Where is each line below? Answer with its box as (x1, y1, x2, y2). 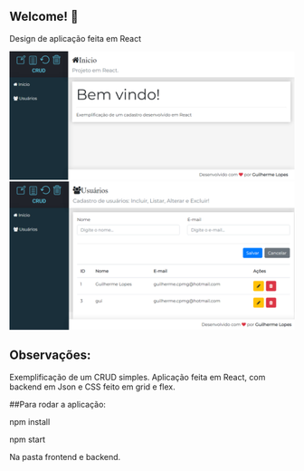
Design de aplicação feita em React (9, 33, 142, 43)
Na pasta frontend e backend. (9, 451, 121, 462)
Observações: (9, 348, 91, 363)
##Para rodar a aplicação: (9, 399, 107, 409)
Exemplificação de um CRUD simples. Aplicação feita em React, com (9, 371, 266, 382)
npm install (9, 416, 51, 427)
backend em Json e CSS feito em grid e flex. (9, 381, 176, 392)
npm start (9, 434, 46, 445)
